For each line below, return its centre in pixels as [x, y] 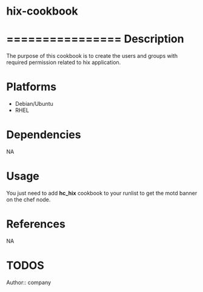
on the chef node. [28, 200]
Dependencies [44, 135]
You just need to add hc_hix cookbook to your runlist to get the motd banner [102, 193]
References [36, 224]
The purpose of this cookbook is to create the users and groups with [92, 56]
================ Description [95, 39]
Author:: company [29, 282]
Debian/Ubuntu [34, 104]
